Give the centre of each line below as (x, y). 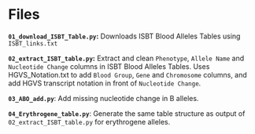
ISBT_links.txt (33, 43)
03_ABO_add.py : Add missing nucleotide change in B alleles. (103, 98)
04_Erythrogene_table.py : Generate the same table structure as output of (127, 113)
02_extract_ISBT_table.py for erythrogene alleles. (89, 121)
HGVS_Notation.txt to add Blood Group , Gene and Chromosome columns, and (128, 74)
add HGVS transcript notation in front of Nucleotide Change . (105, 83)
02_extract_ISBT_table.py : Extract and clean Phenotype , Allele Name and (126, 58)
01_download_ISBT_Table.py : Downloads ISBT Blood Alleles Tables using (124, 36)
